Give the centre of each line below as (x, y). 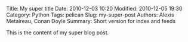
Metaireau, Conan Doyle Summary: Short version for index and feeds (91, 21)
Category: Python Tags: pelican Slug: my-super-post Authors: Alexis (90, 15)
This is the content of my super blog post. (58, 33)
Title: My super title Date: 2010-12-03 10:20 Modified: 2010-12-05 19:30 (94, 9)
